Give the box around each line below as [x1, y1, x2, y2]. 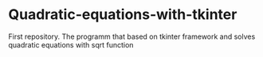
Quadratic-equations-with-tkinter [8, 6, 237, 24]
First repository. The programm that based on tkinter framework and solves [8, 32, 256, 41]
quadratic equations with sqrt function [8, 40, 134, 49]
